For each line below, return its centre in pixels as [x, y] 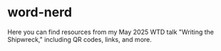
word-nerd [40, 12]
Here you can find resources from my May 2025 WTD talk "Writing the [111, 32]
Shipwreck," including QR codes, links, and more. [79, 39]
